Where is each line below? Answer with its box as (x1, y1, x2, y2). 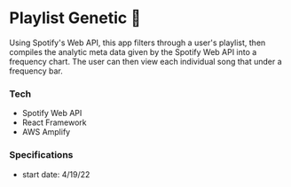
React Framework (21, 117, 87, 128)
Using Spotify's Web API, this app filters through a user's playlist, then (9, 37, 266, 48)
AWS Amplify (21, 127, 71, 137)
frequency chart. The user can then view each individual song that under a (9, 56, 282, 66)
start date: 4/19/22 (21, 168, 90, 180)
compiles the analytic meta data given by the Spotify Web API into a (9, 46, 257, 57)
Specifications (9, 149, 74, 161)
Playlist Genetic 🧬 (9, 8, 142, 28)
